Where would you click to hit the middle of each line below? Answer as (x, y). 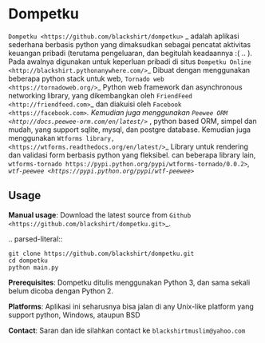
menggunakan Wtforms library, (61, 138)
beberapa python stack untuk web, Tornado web (87, 78)
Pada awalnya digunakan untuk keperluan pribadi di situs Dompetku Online (130, 62)
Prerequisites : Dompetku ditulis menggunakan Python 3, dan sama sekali (129, 282)
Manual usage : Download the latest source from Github (100, 215)
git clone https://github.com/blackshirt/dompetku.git (101, 253)
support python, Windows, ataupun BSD (75, 315)
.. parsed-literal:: (36, 239)
